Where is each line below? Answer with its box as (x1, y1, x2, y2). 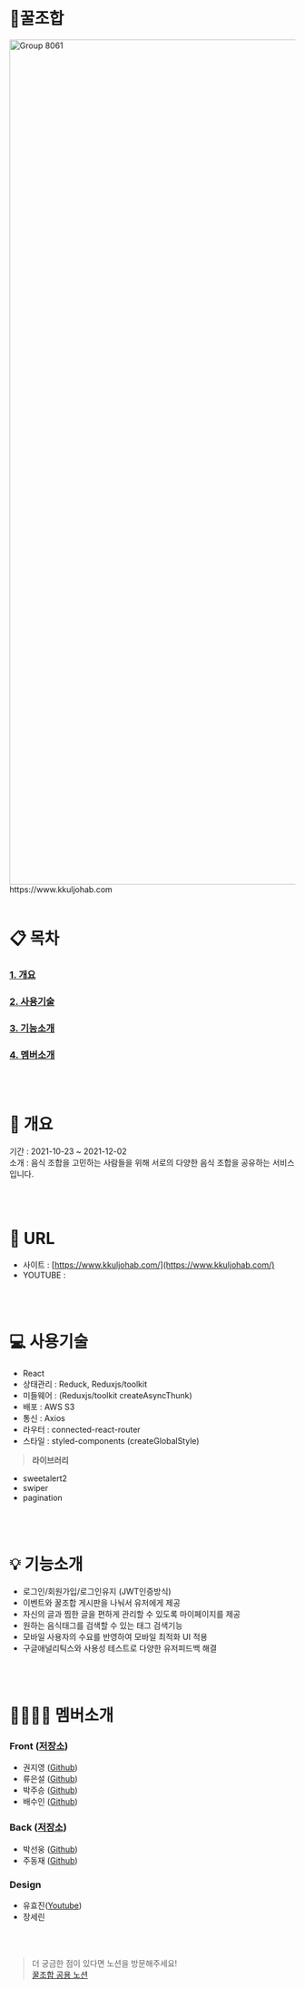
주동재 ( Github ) (22, 1855, 79, 1865)
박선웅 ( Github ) (22, 1844, 79, 1855)
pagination (22, 1492, 64, 1503)
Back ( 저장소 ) (9, 1821, 67, 1834)
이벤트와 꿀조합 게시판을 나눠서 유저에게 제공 (22, 1596, 182, 1608)
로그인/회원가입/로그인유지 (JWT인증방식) (22, 1586, 172, 1596)
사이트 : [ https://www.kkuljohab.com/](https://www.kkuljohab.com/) (22, 1259, 275, 1270)
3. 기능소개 (9, 1021, 55, 1034)
